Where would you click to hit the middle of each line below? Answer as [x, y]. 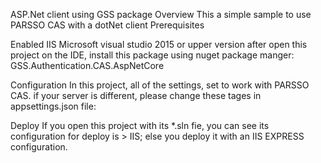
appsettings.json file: [53, 106]
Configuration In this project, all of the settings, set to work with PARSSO [160, 85]
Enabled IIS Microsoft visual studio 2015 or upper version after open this [159, 44]
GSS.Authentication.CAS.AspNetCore [87, 65]
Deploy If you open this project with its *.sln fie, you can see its [140, 125]
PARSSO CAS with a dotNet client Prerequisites [107, 25]
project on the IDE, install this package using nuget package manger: [152, 55]
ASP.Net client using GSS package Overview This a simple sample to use [161, 14]
